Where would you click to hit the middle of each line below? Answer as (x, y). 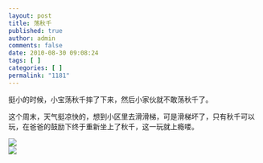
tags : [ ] (25, 61)
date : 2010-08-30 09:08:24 (53, 53)
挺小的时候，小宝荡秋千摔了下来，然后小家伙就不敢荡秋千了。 (111, 99)
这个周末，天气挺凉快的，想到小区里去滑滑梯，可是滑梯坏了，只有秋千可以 (131, 116)
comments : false (35, 46)
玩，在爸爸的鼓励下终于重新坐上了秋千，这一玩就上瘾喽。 (103, 126)
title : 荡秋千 (30, 23)
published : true (35, 31)
